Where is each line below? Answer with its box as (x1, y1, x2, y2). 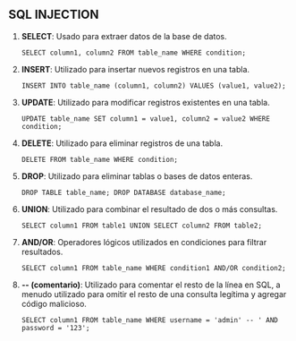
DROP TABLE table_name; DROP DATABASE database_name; (21, 188, 226, 197)
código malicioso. (21, 298, 87, 309)
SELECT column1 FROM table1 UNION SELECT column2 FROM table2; (21, 221, 263, 230)
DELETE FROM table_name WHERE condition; (21, 155, 178, 164)
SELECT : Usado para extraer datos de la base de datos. (21, 30, 227, 41)
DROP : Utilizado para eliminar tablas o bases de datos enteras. (21, 170, 253, 182)
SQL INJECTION (8, 7, 99, 22)
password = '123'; (21, 323, 90, 332)
